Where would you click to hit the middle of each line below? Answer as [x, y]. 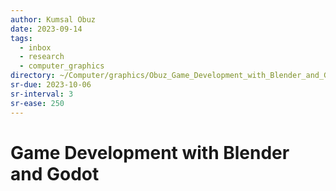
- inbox [35, 47]
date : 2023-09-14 [46, 29]
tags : [21, 38]
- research [42, 57]
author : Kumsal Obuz [53, 19]
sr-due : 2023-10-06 [51, 85]
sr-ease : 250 [37, 103]
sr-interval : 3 [42, 94]
